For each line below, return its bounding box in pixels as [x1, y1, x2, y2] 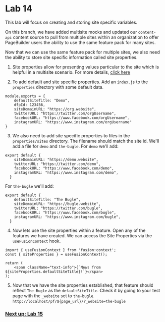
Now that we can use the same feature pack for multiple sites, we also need [5, 49, 160, 55]
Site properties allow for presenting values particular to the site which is [12, 64, 160, 70]
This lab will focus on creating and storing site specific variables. [5, 19, 138, 25]
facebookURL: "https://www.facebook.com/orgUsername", [14, 115, 130, 120]
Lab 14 [5, 3, 33, 14]
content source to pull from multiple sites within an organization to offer [13, 34, 159, 40]
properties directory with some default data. [12, 84, 104, 90]
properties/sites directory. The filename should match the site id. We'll [12, 138, 160, 144]
